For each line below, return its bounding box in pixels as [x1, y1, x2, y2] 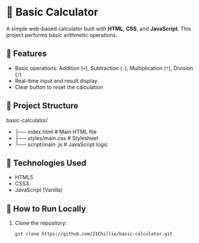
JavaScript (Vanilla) [14, 186, 63, 194]
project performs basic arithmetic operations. [6, 31, 117, 38]
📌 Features [6, 49, 47, 59]
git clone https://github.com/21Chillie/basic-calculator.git [14, 231, 173, 237]
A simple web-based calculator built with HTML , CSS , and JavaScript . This [6, 25, 192, 32]
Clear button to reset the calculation [14, 83, 103, 91]
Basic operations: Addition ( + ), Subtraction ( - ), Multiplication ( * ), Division [14, 64, 194, 71]
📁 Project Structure [6, 101, 79, 111]
